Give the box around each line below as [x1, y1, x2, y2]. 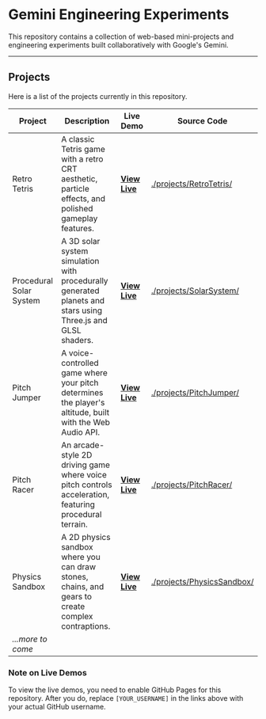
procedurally [60, 275, 108, 286]
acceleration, [60, 489, 110, 500]
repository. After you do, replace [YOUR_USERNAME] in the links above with [8, 694, 244, 703]
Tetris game [60, 143, 105, 154]
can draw [60, 561, 97, 572]
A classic [60, 133, 95, 144]
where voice [60, 469, 107, 480]
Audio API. [60, 426, 101, 437]
